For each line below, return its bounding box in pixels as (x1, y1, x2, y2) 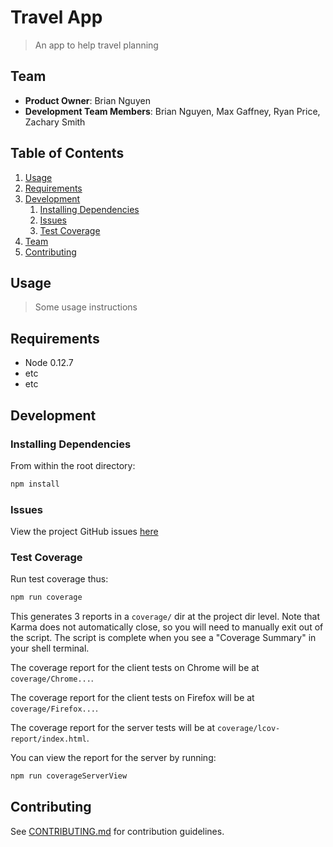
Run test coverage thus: (10, 573, 109, 585)
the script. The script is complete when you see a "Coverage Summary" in (10, 632, 317, 644)
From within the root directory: (10, 459, 136, 471)
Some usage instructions (34, 301, 138, 313)
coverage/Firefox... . (10, 702, 99, 715)
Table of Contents (10, 145, 125, 162)
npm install (10, 479, 60, 489)
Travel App (10, 6, 103, 29)
